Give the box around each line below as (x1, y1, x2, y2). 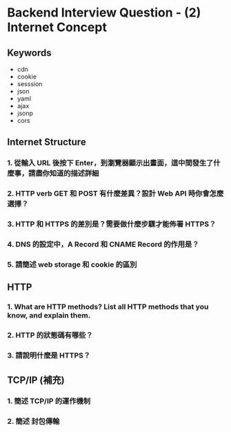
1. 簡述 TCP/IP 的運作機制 (7, 396, 91, 406)
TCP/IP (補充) (7, 374, 65, 386)
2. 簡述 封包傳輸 (7, 417, 60, 426)
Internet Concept (7, 19, 107, 35)
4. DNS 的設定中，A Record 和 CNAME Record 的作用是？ (7, 240, 199, 249)
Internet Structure (7, 136, 86, 148)
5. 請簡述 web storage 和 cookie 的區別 (7, 260, 137, 269)
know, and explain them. (7, 311, 91, 320)
